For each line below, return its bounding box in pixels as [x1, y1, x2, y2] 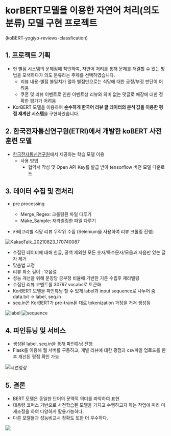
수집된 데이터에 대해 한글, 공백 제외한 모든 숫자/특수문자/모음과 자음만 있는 [12, 249, 161, 255]
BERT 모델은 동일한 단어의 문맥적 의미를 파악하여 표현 [12, 395, 120, 402]
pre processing [12, 201, 45, 207]
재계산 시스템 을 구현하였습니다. [17, 110, 80, 116]
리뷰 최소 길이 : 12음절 [12, 269, 57, 275]
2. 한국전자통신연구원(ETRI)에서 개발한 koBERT [5, 127, 148, 136]
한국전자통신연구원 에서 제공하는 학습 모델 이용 [12, 151, 105, 157]
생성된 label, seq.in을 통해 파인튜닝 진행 [12, 341, 93, 347]
